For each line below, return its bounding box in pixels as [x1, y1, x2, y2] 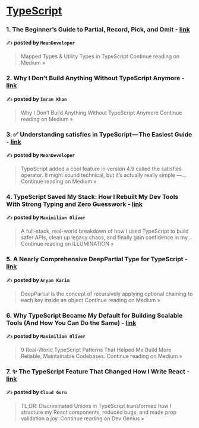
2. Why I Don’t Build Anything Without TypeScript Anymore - [6, 74, 185, 83]
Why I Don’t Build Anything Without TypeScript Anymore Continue [20, 109, 182, 116]
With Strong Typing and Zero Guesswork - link [6, 200, 143, 208]
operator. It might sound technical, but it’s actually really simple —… [20, 172, 187, 179]
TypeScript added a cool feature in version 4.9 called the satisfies [20, 165, 182, 173]
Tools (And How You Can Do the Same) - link [6, 319, 137, 327]
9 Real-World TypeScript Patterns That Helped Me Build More [20, 346, 172, 353]
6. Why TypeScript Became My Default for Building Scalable [6, 311, 183, 319]
